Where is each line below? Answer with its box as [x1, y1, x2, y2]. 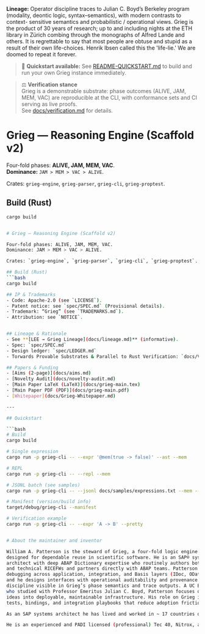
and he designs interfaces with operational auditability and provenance [6, 577, 198, 583]
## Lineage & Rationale [6, 330, 67, 337]
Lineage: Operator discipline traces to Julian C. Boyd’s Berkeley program [6, 6, 190, 12]
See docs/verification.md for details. [21, 107, 113, 114]
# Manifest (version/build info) [6, 499, 92, 505]
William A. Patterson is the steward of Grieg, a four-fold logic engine [6, 548, 198, 554]
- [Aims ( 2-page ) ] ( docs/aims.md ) [6, 370, 92, 376]
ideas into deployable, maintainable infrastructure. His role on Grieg [6, 594, 195, 600]
